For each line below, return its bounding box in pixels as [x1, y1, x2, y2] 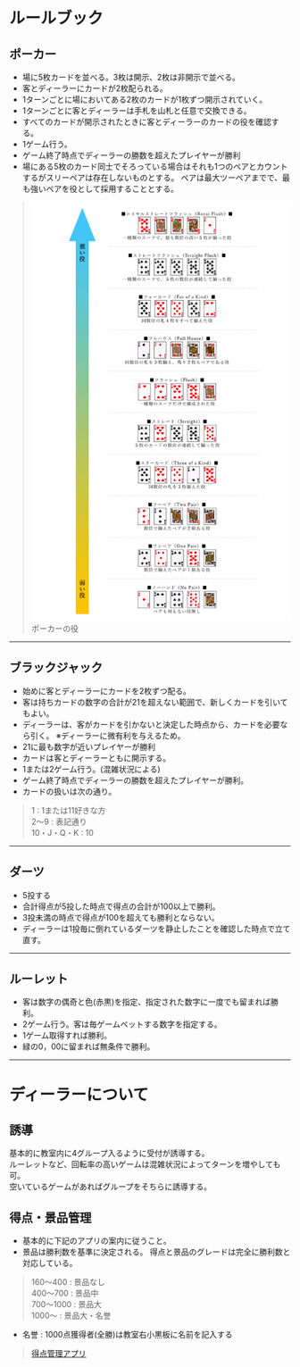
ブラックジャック [9, 660, 103, 675]
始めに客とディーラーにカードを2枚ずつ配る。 [21, 685, 192, 696]
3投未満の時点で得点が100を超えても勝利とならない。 [21, 912, 220, 922]
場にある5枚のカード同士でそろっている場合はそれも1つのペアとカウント [21, 162, 288, 171]
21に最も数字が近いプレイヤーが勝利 [21, 741, 156, 752]
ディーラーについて [9, 1084, 149, 1104]
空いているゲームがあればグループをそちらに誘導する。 [9, 1181, 212, 1192]
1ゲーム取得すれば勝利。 [21, 1030, 112, 1041]
